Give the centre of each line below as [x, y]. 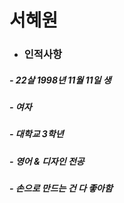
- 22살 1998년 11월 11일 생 [60, 80]
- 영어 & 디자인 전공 [47, 161]
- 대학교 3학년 [36, 134]
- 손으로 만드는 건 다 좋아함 [61, 188]
